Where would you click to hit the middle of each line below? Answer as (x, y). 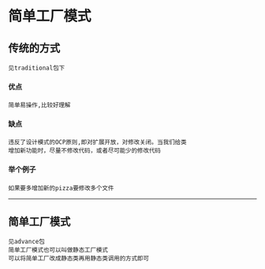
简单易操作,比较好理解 (39, 105)
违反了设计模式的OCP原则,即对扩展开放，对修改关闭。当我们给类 (97, 142)
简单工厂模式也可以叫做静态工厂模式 (58, 250)
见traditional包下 (37, 68)
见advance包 (26, 242)
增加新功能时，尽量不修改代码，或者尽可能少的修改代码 (85, 151)
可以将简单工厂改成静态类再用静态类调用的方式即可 (79, 259)
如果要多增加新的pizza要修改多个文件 (61, 188)
